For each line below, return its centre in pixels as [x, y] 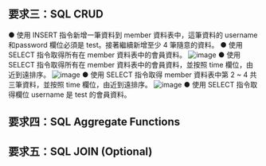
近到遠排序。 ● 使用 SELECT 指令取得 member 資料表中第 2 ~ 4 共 [133, 75]
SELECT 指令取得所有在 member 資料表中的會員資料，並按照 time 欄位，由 [131, 64]
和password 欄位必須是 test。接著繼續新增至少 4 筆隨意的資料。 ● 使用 [125, 44]
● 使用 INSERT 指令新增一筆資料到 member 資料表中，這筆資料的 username [133, 35]
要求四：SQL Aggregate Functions [94, 122]
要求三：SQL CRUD [56, 14]
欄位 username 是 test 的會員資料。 [73, 95]
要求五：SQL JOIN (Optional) [80, 151]
